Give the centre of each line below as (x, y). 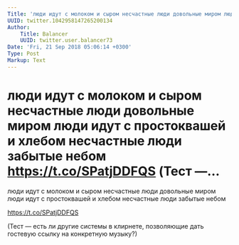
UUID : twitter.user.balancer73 (67, 41)
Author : (19, 27)
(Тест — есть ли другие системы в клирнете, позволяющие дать (106, 226)
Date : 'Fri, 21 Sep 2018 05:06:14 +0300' (70, 47)
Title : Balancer (44, 34)
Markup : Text (27, 61)
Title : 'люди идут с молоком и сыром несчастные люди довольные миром (114, 14)
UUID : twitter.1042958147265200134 (60, 21)
